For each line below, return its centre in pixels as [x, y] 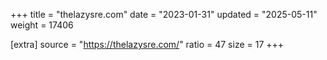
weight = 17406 [42, 25]
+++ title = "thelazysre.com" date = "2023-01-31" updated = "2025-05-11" [164, 14]
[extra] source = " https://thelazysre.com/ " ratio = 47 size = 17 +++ [147, 44]
